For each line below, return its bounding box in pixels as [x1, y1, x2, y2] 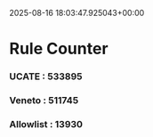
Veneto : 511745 [9, 94, 79, 107]
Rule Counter [9, 39, 109, 59]
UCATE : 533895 [9, 70, 83, 83]
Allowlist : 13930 [9, 117, 83, 130]
